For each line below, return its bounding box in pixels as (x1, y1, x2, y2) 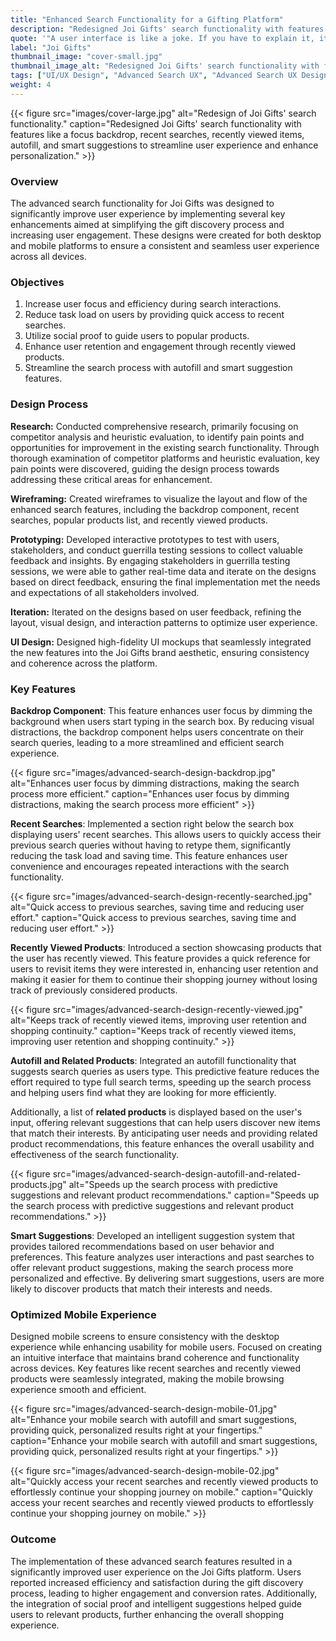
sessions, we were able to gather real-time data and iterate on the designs (10, 565, 317, 577)
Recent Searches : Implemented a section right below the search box (10, 817, 295, 830)
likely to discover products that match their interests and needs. (10, 1282, 273, 1295)
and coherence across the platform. (10, 657, 158, 669)
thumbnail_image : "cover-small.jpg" (10, 52, 163, 62)
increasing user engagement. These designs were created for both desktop (10, 229, 322, 241)
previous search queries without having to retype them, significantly (10, 839, 292, 851)
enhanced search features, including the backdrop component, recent (10, 503, 300, 515)
